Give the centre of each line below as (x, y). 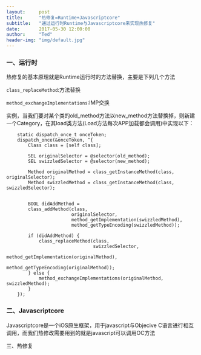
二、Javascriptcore (35, 311)
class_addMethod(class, (58, 209)
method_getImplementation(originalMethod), (62, 257)
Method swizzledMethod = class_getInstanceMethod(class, (101, 183)
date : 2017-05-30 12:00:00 (48, 29)
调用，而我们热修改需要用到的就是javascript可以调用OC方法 (81, 333)
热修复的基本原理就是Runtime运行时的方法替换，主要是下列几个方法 (91, 77)
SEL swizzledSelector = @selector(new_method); (89, 162)
